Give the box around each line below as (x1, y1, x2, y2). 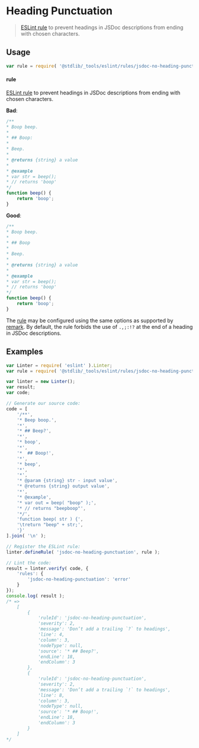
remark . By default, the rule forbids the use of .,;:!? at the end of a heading (6, 323, 193, 330)
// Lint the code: (6, 560, 52, 566)
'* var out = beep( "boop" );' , (17, 500, 97, 506)
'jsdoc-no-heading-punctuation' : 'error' (27, 576, 131, 582)
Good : (6, 212, 22, 219)
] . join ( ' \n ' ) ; (6, 533, 46, 539)
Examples (6, 347, 43, 357)
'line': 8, (37, 692, 65, 698)
